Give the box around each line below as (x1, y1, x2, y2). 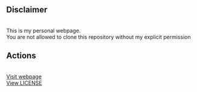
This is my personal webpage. (6, 27, 81, 34)
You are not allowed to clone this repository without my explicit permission (6, 33, 191, 41)
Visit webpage (6, 73, 42, 80)
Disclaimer (6, 5, 48, 15)
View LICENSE (6, 79, 42, 86)
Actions (6, 51, 36, 61)
